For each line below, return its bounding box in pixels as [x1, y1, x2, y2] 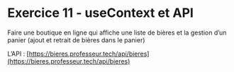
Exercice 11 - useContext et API [7, 5, 194, 21]
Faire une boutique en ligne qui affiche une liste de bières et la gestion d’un [7, 28, 227, 37]
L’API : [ [7, 49, 30, 58]
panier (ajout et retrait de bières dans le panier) [7, 35, 145, 44]
